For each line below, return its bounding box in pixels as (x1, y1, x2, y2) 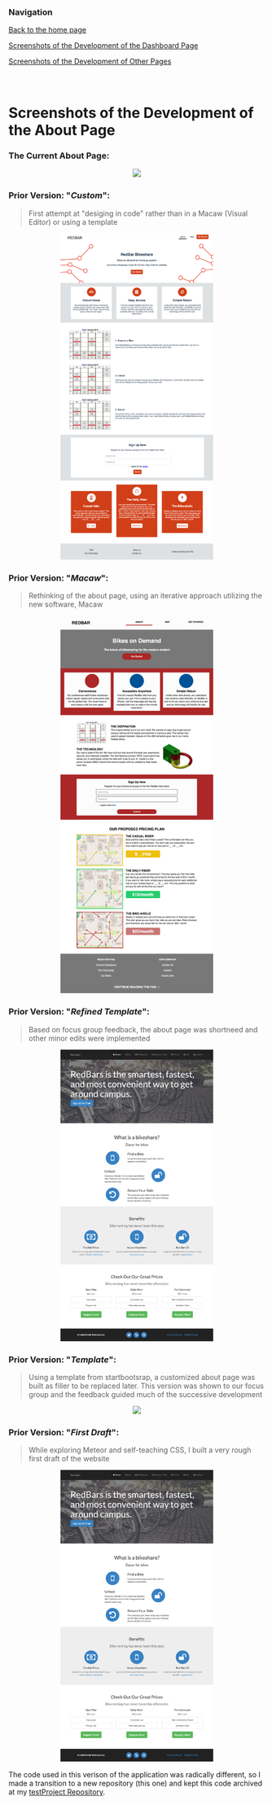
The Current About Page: (8, 150, 110, 161)
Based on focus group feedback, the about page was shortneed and (28, 1024, 258, 1034)
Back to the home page (8, 25, 87, 35)
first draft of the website (28, 1454, 110, 1464)
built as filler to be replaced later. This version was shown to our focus (28, 1381, 265, 1391)
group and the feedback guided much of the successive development (28, 1390, 263, 1400)
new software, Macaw (28, 599, 103, 609)
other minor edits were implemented (28, 1033, 151, 1043)
